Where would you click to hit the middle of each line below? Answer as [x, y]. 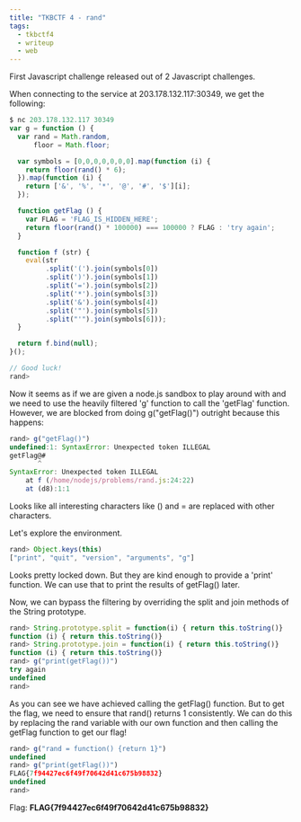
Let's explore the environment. [66, 533]
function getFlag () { [60, 211]
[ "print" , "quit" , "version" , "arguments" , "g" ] [102, 558]
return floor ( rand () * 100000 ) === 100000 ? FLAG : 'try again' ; [150, 227]
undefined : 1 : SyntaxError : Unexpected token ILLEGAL [110, 447]
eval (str [42, 261]
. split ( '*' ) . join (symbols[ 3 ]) [102, 294]
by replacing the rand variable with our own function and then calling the [144, 722]
